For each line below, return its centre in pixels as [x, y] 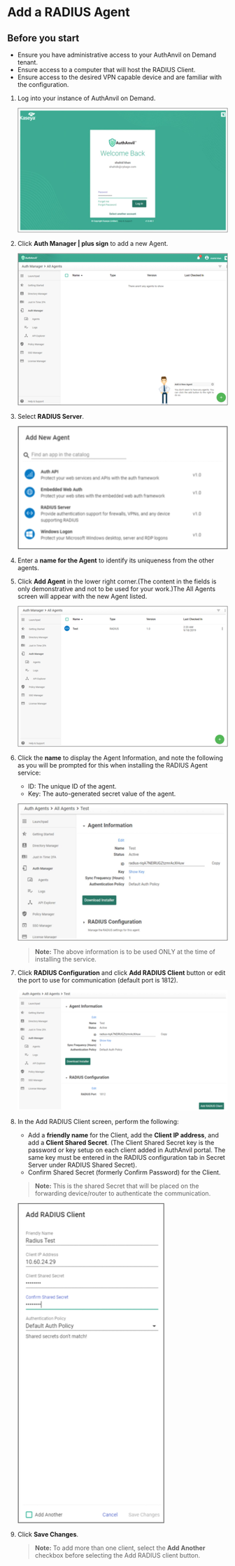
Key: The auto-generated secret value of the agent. [102, 794]
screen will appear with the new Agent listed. [82, 597]
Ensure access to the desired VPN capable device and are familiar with [120, 77]
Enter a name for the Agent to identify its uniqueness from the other [116, 560]
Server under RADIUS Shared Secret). [83, 1165]
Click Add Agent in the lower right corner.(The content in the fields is [117, 581]
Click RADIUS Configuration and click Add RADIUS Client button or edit [121, 972]
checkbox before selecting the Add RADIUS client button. [117, 1555]
